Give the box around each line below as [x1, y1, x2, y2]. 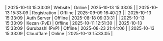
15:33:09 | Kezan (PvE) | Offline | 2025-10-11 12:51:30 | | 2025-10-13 [5, 20, 142, 26]
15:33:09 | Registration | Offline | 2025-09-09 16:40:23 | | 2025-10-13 [10, 10, 151, 16]
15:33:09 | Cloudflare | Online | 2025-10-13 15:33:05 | [5, 31, 113, 36]
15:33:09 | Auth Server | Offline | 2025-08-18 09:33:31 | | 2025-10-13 [5, 15, 145, 20]
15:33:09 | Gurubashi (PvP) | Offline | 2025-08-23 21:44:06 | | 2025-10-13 [5, 25, 155, 31]
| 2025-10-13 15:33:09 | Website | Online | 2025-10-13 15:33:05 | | [5, 5, 138, 10]
